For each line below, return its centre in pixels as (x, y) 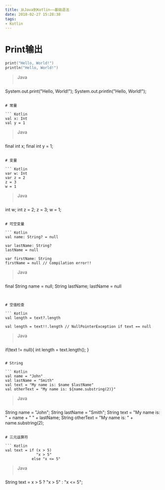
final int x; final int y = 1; (29, 146)
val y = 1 (15, 123)
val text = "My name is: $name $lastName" (49, 385)
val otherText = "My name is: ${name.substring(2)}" (61, 389)
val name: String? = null (32, 237)
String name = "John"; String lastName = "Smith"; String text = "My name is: (83, 412)
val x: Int (16, 119)
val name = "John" (24, 376)
